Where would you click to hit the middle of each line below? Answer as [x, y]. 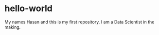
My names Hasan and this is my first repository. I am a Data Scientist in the [79, 22]
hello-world [29, 9]
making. [13, 27]
